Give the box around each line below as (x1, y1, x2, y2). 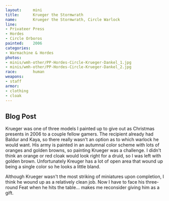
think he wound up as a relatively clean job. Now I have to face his (5, 179, 145, 185)
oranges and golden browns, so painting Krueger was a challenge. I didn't (5, 147, 161, 153)
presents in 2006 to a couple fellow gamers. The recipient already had (5, 131, 154, 137)
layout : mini (5, 7, 43, 13)
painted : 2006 (5, 41, 43, 46)
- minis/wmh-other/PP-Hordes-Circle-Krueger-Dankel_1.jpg (5, 60, 132, 65)
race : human (5, 70, 45, 75)
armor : (5, 83, 19, 88)
